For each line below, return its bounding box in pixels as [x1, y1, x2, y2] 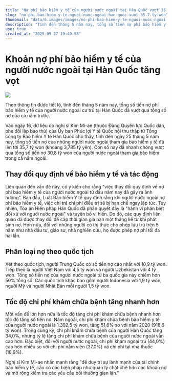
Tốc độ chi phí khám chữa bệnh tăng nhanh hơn [5, 298, 160, 306]
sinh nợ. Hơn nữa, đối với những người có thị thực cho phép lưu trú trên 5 [5, 221, 159, 228]
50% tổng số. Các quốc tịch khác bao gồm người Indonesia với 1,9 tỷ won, [5, 277, 162, 283]
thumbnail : [5, 17, 29, 22]
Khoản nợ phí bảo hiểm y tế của [5, 53, 142, 65]
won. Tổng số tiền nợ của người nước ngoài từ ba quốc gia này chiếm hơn [5, 272, 160, 278]
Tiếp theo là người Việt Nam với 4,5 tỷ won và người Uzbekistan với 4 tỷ [5, 266, 156, 272]
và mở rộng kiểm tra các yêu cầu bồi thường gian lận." [5, 370, 119, 376]
